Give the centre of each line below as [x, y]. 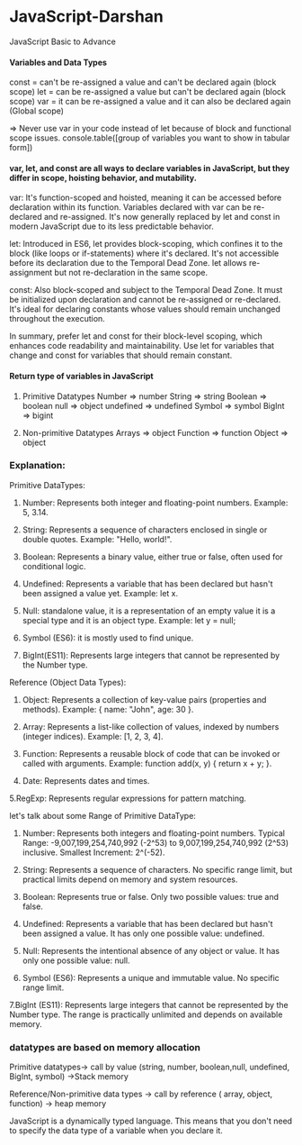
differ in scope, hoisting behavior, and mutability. [103, 177]
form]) [21, 148]
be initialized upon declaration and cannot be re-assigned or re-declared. [145, 300]
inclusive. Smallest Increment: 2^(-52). [93, 852]
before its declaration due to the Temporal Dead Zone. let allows [128, 263]
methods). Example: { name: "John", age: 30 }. [108, 709]
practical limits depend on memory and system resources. [130, 879]
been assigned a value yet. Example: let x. [100, 593]
